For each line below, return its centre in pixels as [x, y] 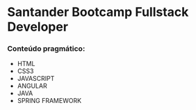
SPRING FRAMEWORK [49, 101]
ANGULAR [32, 86]
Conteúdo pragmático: [46, 49]
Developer [38, 27]
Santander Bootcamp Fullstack [98, 12]
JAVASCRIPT [36, 79]
